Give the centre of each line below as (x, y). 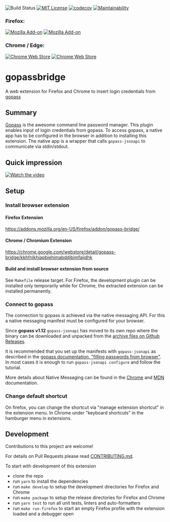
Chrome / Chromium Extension (39, 241)
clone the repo (28, 476)
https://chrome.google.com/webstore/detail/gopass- (61, 252)
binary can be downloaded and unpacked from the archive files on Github (83, 336)
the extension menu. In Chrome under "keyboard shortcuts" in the (75, 412)
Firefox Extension (24, 218)
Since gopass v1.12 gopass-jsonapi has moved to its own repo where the (82, 331)
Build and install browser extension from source (57, 269)
